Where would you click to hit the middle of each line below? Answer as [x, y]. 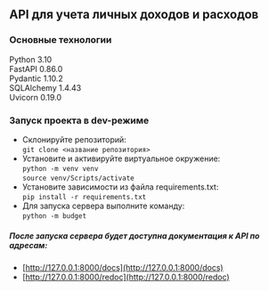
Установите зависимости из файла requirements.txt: [120, 187]
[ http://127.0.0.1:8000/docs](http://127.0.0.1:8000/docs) [123, 267]
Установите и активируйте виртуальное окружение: [121, 158]
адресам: [29, 245]
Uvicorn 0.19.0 [36, 97]
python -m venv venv [60, 168]
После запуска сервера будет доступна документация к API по [134, 236]
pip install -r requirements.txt [84, 197]
